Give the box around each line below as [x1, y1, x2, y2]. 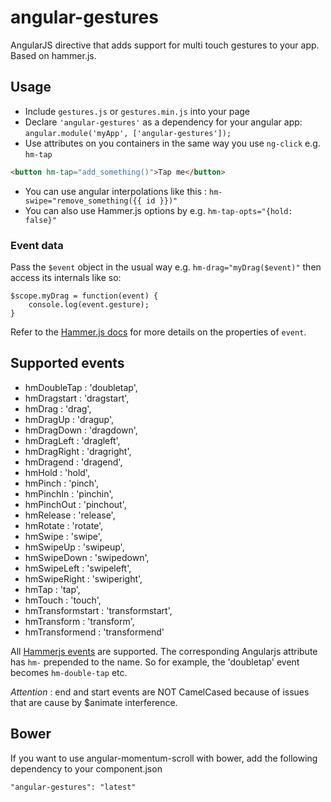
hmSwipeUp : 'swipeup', [24, 541, 125, 553]
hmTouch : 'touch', [24, 594, 102, 606]
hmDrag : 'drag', [24, 402, 92, 415]
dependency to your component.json [10, 762, 163, 775]
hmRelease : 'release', [24, 509, 116, 521]
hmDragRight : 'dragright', [24, 445, 132, 457]
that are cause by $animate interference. [10, 696, 178, 708]
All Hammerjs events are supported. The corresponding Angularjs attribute [10, 645, 318, 657]
